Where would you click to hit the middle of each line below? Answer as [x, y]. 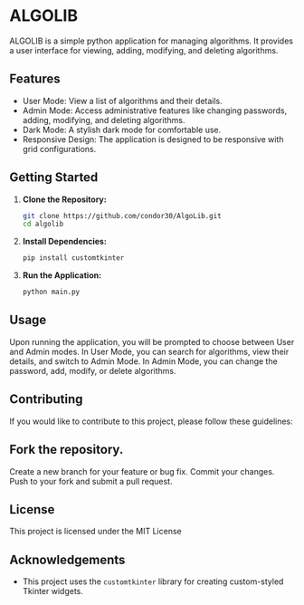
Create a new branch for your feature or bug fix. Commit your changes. [142, 471]
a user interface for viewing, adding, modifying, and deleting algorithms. [144, 50]
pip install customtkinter [73, 258]
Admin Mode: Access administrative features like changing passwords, [155, 110]
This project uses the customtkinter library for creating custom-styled [153, 581]
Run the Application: [62, 275]
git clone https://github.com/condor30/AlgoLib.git [122, 216]
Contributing [46, 399]
